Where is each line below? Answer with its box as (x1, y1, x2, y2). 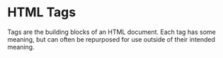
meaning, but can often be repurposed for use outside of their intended (7, 35, 216, 43)
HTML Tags (7, 4, 76, 21)
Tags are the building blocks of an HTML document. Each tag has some (7, 28, 216, 36)
